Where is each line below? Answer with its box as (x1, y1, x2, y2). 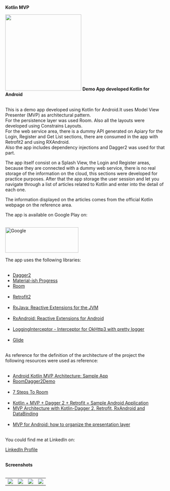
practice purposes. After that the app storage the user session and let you (5, 176, 159, 182)
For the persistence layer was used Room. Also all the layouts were (5, 117, 145, 124)
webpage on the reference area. (5, 202, 72, 208)
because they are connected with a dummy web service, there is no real (5, 165, 156, 171)
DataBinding (12, 411, 38, 416)
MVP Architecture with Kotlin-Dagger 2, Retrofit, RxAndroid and (12, 405, 145, 411)
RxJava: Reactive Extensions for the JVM (12, 304, 99, 311)
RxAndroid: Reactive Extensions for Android (12, 315, 104, 321)
